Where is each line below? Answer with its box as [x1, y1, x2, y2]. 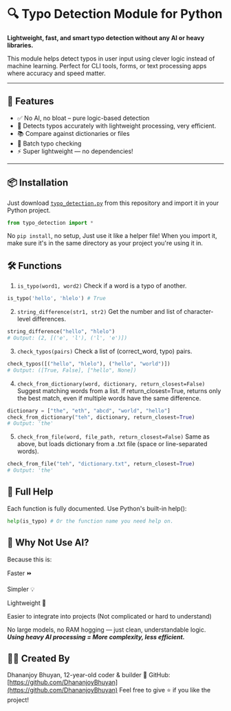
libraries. [7, 41, 34, 49]
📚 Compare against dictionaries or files [16, 129, 130, 137]
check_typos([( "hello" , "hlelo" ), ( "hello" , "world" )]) [7, 360, 170, 367]
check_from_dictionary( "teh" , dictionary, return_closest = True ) [7, 414, 195, 421]
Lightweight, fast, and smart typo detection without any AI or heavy [7, 33, 205, 42]
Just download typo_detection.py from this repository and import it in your [7, 199, 219, 207]
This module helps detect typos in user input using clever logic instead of [7, 54, 215, 63]
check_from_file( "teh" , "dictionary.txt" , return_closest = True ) [7, 461, 195, 468]
